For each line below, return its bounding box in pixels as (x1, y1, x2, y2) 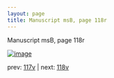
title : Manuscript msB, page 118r (7, 17, 108, 24)
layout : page (7, 10, 45, 17)
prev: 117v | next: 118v (7, 63, 70, 71)
